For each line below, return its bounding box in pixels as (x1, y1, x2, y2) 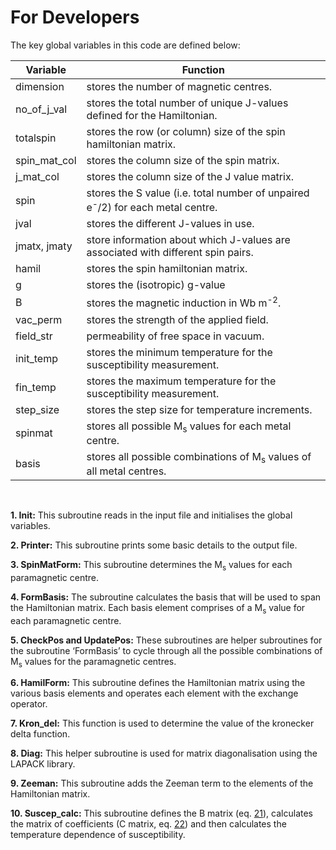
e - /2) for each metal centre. (86, 198, 218, 215)
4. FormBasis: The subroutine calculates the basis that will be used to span (10, 591, 322, 603)
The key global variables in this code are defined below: (10, 39, 241, 51)
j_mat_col (15, 169, 60, 183)
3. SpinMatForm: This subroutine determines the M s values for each (10, 558, 293, 573)
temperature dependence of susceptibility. (10, 829, 186, 841)
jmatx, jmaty (15, 239, 73, 253)
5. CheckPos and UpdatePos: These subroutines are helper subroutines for (10, 634, 323, 646)
